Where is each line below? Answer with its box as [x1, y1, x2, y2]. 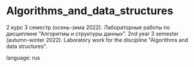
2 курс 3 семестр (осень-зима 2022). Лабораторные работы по [6, 24, 170, 31]
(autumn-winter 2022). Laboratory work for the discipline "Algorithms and [6, 36, 189, 43]
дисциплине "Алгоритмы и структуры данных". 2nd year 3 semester [6, 30, 179, 37]
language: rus [6, 54, 40, 61]
